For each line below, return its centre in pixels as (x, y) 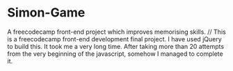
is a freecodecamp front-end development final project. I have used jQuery (115, 39)
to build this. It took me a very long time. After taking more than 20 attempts (116, 46)
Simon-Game (46, 13)
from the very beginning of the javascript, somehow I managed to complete (115, 54)
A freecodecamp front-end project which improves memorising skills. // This (116, 32)
